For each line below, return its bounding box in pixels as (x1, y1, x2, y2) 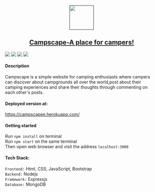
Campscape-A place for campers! (29, 38, 135, 47)
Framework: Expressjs (5, 176, 48, 182)
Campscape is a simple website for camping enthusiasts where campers (5, 74, 151, 80)
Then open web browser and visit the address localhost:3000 (5, 144, 129, 150)
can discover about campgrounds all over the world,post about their (5, 79, 141, 85)
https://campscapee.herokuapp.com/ (5, 112, 80, 117)
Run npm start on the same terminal (5, 138, 77, 144)
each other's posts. (5, 90, 44, 96)
